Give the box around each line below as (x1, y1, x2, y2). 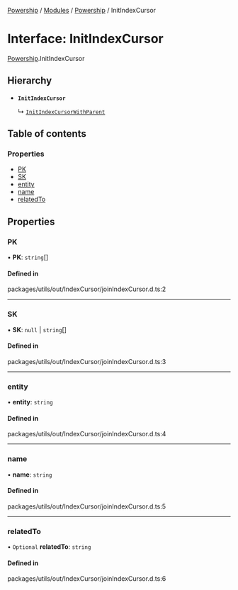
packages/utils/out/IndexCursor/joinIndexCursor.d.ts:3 (7, 357, 166, 365)
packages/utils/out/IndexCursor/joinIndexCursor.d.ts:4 (7, 430, 166, 438)
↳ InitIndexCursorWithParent (17, 107, 106, 115)
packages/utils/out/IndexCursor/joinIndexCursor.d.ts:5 (7, 502, 166, 511)
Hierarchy (7, 74, 52, 87)
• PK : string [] (7, 253, 49, 261)
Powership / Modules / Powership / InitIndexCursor (7, 6, 157, 14)
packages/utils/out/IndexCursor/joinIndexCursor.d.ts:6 (7, 574, 166, 583)
